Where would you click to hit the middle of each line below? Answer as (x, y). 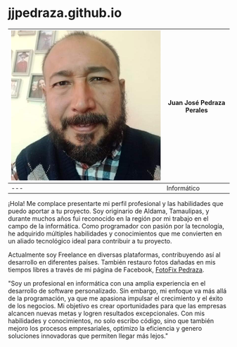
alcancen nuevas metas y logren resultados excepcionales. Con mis (107, 313)
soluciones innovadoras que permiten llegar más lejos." (88, 336)
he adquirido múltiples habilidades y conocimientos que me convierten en (115, 233)
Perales (197, 110)
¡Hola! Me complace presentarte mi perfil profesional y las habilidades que (116, 204)
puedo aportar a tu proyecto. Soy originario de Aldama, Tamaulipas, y (109, 211)
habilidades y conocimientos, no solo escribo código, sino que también (111, 321)
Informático (183, 188)
